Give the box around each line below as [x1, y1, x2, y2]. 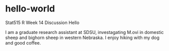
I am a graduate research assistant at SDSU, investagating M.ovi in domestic [5, 29, 164, 35]
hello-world [5, 3, 55, 14]
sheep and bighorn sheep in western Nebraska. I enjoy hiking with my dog [5, 34, 160, 40]
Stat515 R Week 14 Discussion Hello [5, 19, 80, 25]
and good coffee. [5, 39, 41, 45]
